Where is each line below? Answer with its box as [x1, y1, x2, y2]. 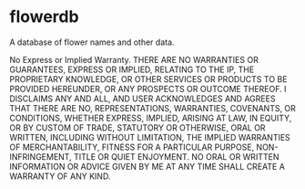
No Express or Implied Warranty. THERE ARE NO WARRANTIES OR [9, 54, 259, 65]
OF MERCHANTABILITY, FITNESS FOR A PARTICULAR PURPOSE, [9, 142, 255, 152]
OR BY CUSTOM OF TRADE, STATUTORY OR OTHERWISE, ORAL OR [9, 121, 266, 133]
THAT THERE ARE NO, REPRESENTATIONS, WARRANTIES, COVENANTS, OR [9, 102, 296, 113]
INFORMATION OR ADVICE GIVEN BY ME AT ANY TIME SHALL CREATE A [9, 161, 285, 172]
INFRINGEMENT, [9, 151, 72, 162]
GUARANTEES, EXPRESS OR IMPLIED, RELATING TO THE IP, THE [9, 64, 255, 75]
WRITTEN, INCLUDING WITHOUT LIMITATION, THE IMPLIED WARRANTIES [9, 131, 291, 142]
